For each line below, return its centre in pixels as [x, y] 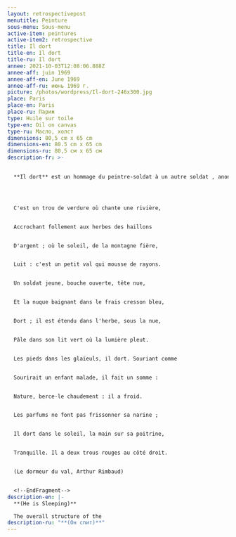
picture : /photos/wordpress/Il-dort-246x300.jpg [80, 92]
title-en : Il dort [34, 53]
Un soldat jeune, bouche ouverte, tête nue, [80, 283]
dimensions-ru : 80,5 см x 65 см [54, 151]
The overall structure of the [58, 516]
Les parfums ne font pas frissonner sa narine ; [86, 415]
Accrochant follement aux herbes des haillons [83, 227]
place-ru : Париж [31, 112]
